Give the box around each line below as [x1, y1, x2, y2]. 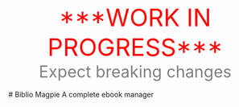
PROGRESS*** [47, 32, 224, 62]
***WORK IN [59, 2, 212, 33]
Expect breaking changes [39, 62, 232, 82]
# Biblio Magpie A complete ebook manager [8, 90, 155, 99]
